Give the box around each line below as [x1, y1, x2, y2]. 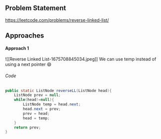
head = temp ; [23, 116, 50, 121]
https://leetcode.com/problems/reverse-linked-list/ [5, 17, 109, 23]
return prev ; [14, 125, 41, 130]
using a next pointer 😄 [5, 61, 52, 67]
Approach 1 [5, 45, 29, 51]
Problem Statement [5, 4, 66, 12]
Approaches [5, 32, 45, 40]
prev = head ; [23, 111, 50, 116]
